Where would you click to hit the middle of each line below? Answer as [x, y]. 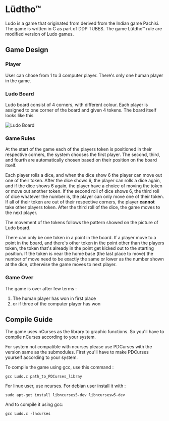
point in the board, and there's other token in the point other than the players [85, 243]
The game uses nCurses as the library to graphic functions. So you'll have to [85, 332]
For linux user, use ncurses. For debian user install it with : [66, 386]
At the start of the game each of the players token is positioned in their [79, 149]
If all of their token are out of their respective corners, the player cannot [80, 202]
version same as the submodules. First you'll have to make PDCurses [77, 352]
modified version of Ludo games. [40, 34]
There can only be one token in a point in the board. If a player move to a [81, 238]
